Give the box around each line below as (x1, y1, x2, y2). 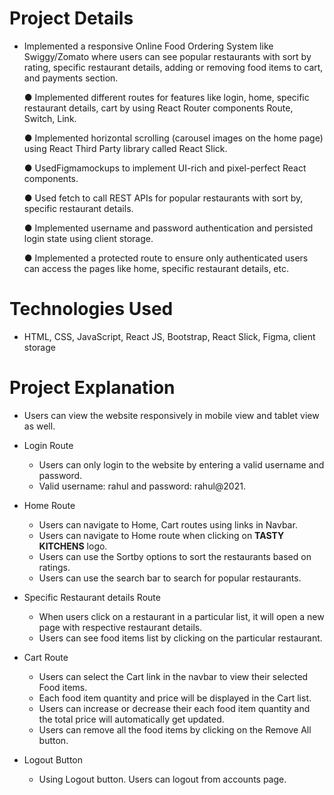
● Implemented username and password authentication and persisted (23, 222, 314, 234)
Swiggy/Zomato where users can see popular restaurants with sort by (23, 50, 312, 62)
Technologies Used (9, 298, 174, 321)
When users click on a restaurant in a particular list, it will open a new (38, 610, 325, 622)
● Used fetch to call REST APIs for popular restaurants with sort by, (23, 192, 304, 204)
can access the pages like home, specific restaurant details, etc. (23, 262, 290, 274)
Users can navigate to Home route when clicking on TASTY (38, 529, 285, 541)
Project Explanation (9, 377, 176, 399)
